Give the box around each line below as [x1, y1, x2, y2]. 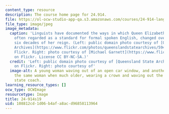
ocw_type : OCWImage [5, 87, 46, 92]
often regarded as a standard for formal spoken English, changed [14, 36, 156, 41]
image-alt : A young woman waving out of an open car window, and [10, 69, 150, 74]
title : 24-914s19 [5, 96, 42, 101]
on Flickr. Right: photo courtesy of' [14, 64, 96, 69]
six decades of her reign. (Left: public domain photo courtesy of [14, 40, 158, 45]
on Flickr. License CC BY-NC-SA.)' [14, 54, 89, 60]
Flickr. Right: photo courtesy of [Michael [14, 49, 107, 54]
